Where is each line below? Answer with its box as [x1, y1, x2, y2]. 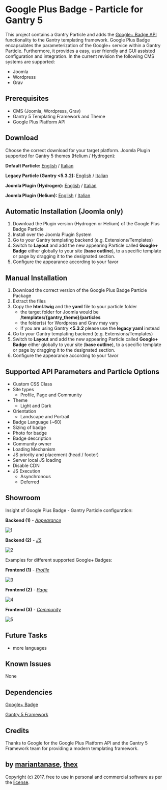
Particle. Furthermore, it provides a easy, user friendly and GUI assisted [5, 48, 155, 54]
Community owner [12, 441, 52, 446]
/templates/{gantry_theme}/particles [20, 314, 101, 321]
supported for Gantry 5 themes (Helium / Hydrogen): [5, 153, 116, 159]
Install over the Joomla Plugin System [12, 231, 92, 238]
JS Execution [12, 468, 41, 474]
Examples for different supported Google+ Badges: [5, 557, 113, 563]
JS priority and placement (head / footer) [12, 452, 99, 458]
